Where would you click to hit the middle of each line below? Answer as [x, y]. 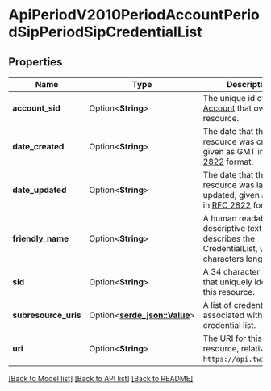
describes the [229, 238]
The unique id [229, 98]
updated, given [231, 195]
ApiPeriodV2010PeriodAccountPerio [134, 15]
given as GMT [229, 151]
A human [220, 218]
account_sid [36, 108]
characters [223, 259]
